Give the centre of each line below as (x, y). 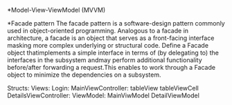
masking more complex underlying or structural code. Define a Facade (108, 45)
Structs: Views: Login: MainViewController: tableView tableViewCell (103, 88)
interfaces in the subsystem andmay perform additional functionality (105, 60)
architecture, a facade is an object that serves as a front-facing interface (111, 38)
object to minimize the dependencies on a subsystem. (84, 75)
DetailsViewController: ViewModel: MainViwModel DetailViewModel (103, 95)
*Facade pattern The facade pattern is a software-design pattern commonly (116, 23)
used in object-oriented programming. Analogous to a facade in (98, 31)
